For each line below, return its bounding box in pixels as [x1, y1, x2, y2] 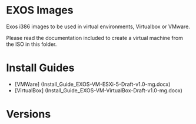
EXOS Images [6, 4, 74, 17]
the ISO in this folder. [6, 41, 57, 48]
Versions [6, 108, 51, 121]
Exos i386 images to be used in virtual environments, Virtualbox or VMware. [6, 23, 190, 30]
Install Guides [6, 61, 75, 75]
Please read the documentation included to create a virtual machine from [6, 34, 184, 41]
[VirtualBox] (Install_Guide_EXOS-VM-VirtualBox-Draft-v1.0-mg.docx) [14, 86, 182, 94]
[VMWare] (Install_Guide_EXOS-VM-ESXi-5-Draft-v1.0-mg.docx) [14, 81, 171, 88]
